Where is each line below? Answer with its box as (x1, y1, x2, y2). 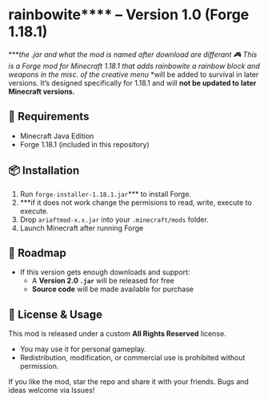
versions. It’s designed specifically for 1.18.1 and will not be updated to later (8, 78, 257, 87)
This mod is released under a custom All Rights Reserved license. (8, 329, 226, 339)
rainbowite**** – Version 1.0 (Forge (8, 6, 250, 24)
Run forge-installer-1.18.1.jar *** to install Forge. (19, 189, 192, 198)
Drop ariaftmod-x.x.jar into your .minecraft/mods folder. (19, 215, 210, 224)
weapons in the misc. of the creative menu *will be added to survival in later (8, 70, 259, 79)
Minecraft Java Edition (19, 130, 94, 141)
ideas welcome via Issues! (8, 386, 95, 395)
